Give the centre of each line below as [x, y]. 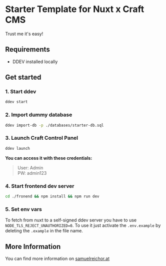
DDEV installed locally [35, 62]
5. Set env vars [24, 209]
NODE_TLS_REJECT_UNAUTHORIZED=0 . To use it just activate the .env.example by [83, 225]
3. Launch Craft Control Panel [42, 138]
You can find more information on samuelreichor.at [57, 258]
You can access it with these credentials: [49, 158]
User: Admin [30, 168]
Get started [23, 77]
